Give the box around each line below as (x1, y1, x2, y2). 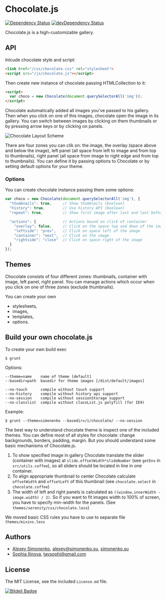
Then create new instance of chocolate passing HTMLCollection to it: (5, 80, 146, 86)
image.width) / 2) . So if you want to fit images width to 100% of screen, (12, 494, 161, 500)
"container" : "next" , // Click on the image (14, 233, 110, 238)
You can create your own (5, 293, 56, 299)
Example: (5, 408, 24, 414)
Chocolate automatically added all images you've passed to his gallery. (5, 108, 150, 114)
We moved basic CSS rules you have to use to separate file (5, 514, 125, 520)
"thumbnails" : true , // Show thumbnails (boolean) (9, 201, 125, 206)
